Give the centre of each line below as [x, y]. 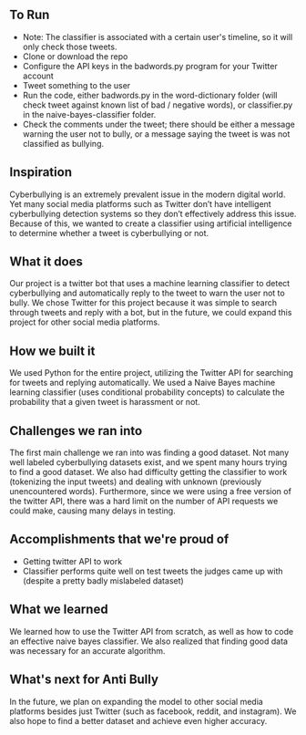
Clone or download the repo [75, 56]
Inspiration [41, 172]
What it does [46, 262]
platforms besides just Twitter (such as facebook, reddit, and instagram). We [153, 711]
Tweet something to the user [76, 85]
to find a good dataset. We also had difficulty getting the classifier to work [148, 472]
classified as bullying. [63, 143]
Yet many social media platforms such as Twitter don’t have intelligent [140, 203]
